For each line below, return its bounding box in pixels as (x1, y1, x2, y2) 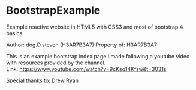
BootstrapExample (6, 4, 101, 17)
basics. (6, 29, 24, 36)
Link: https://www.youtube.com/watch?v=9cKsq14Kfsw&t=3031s (6, 65, 167, 72)
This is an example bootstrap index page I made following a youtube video (6, 52, 190, 60)
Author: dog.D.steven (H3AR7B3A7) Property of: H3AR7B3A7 (6, 41, 158, 48)
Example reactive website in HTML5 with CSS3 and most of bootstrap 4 (6, 23, 183, 30)
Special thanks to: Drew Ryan (6, 77, 79, 84)
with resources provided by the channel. (6, 59, 106, 66)
